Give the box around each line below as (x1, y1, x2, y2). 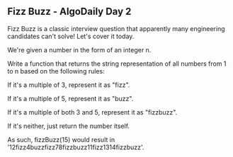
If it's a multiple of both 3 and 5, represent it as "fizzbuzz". (7, 107, 178, 116)
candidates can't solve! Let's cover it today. (7, 32, 135, 40)
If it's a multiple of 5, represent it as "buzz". (7, 94, 134, 103)
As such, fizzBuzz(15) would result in (7, 135, 115, 144)
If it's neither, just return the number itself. (7, 122, 130, 130)
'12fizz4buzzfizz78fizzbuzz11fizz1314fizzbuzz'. (7, 143, 144, 151)
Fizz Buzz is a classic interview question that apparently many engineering (7, 24, 225, 33)
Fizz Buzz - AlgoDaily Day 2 (7, 6, 132, 18)
